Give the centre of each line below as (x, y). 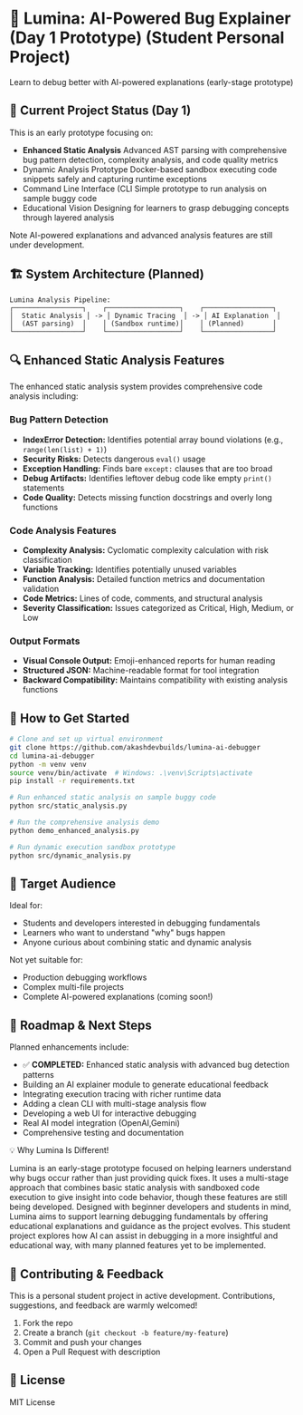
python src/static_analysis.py (68, 806)
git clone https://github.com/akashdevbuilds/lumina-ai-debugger (135, 747)
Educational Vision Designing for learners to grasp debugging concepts (156, 208)
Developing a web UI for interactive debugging (109, 1113)
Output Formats (45, 641)
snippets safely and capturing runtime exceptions (115, 179)
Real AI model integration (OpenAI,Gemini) (101, 1123)
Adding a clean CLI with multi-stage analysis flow (114, 1104)
